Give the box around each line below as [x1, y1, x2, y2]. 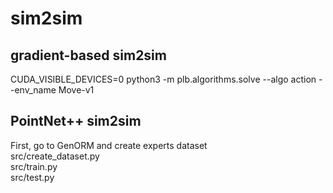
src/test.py [10, 171, 55, 183]
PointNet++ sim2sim [10, 113, 142, 130]
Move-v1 [58, 84, 95, 96]
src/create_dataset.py [10, 150, 100, 162]
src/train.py [10, 160, 58, 172]
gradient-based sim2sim [10, 47, 167, 64]
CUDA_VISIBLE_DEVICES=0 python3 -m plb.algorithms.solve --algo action [10, 73, 317, 85]
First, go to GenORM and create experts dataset [10, 139, 208, 151]
